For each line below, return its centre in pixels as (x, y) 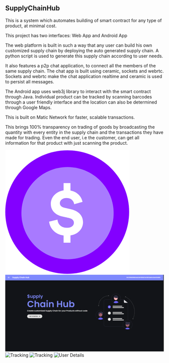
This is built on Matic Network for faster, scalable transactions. (70, 117)
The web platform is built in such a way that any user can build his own (79, 45)
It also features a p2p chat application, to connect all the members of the (80, 65)
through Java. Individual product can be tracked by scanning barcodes (79, 97)
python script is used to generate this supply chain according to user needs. (84, 56)
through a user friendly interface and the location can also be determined (81, 102)
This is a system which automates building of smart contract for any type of (83, 20)
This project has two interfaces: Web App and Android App (66, 35)
